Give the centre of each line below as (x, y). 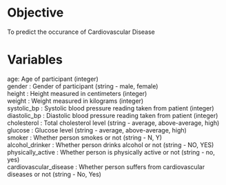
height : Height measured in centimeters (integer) (77, 93)
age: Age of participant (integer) (53, 79)
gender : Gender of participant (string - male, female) (83, 86)
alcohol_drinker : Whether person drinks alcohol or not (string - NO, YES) (111, 145)
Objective (35, 13)
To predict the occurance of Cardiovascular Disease (81, 32)
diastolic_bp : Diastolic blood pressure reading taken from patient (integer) (113, 115)
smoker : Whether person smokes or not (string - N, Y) (85, 137)
